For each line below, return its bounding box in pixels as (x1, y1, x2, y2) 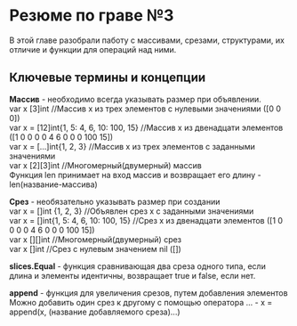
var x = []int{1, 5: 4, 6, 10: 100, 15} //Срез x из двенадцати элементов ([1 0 (9, 215, 283, 225)
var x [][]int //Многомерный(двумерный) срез (9, 233, 182, 245)
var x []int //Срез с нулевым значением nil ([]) (9, 243, 182, 254)
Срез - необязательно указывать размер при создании (9, 196, 221, 207)
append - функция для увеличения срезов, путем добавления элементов (9, 287, 288, 298)
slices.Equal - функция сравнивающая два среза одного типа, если (9, 260, 267, 272)
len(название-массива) (9, 179, 98, 190)
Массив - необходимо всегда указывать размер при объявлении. (9, 94, 262, 104)
